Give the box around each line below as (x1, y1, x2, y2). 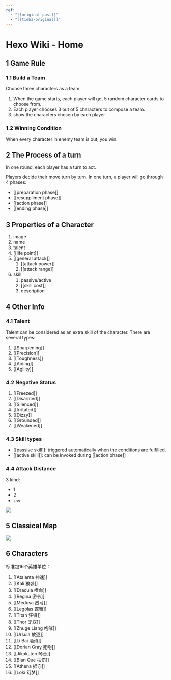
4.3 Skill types (6, 436, 42, 443)
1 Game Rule (6, 59, 45, 68)
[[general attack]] (13, 255, 50, 262)
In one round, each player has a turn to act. (6, 164, 96, 170)
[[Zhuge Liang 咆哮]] (13, 625, 56, 631)
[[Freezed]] (13, 390, 37, 396)
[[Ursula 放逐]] (13, 631, 44, 638)
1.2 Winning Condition (6, 125, 62, 132)
